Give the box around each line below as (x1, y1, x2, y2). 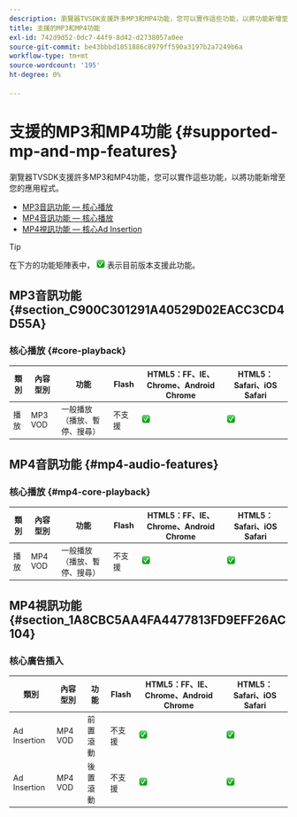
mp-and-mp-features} (9, 141, 179, 161)
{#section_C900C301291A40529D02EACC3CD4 (9, 302, 285, 318)
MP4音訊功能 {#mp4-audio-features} (9, 457, 219, 472)
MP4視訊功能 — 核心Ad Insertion (21, 223, 143, 234)
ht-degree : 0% (9, 71, 62, 80)
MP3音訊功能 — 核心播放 (21, 201, 113, 212)
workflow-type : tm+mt (9, 51, 89, 61)
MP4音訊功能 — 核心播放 (21, 213, 114, 223)
